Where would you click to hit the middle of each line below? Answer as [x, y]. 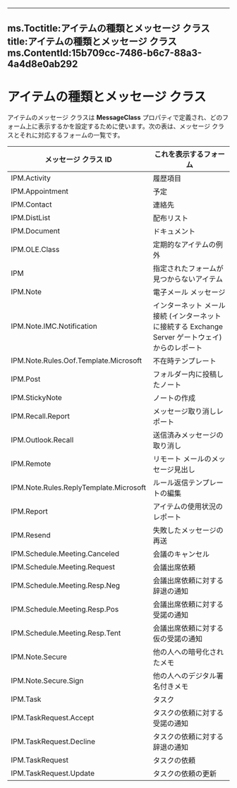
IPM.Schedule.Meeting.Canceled [65, 554]
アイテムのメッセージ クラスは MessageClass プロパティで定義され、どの [115, 118]
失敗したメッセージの [188, 531]
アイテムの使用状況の [188, 507]
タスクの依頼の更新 [185, 774]
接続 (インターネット [187, 316]
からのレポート [178, 348]
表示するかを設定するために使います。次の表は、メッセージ [124, 126]
